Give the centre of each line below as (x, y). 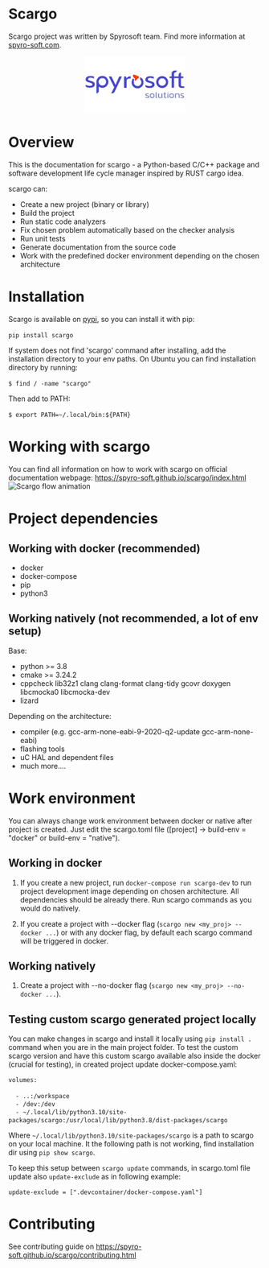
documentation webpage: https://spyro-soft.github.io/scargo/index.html (127, 478)
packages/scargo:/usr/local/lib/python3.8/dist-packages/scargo (118, 1121)
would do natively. (50, 908)
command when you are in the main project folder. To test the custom (123, 1047)
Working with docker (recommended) (104, 548)
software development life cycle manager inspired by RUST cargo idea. (126, 173)
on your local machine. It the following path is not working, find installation (131, 1144)
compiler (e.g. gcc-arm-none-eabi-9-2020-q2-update (110, 731)
